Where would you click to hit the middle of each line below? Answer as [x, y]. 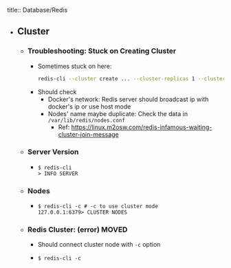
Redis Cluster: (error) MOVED [77, 230]
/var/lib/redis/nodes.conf [87, 120]
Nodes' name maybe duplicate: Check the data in [118, 113]
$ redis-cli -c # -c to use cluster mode [98, 206]
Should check [57, 91]
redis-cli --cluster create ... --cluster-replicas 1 [116, 78]
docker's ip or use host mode [89, 107]
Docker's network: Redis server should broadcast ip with [128, 99]
